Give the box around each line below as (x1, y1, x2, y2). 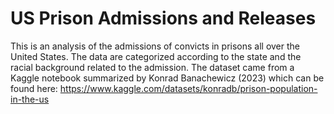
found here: (10, 82, 58, 94)
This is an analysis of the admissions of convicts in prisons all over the (10, 40, 301, 52)
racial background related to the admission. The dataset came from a (10, 61, 295, 73)
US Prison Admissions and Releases (10, 7, 317, 30)
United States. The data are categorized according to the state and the (10, 50, 302, 62)
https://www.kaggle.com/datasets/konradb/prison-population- (59, 82, 318, 94)
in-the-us (10, 93, 50, 105)
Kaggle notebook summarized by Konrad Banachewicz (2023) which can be (10, 72, 325, 84)
